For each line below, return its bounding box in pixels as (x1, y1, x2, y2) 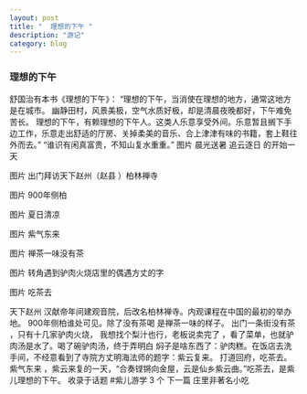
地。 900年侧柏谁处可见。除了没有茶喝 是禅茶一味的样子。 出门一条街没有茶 (9, 317, 296, 328)
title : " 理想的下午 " (9, 22, 93, 31)
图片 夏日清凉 (9, 208, 60, 219)
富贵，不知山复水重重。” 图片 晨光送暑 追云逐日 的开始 (86, 139, 288, 150)
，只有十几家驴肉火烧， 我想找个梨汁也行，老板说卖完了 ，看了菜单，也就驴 (9, 328, 294, 339)
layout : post (9, 13, 59, 23)
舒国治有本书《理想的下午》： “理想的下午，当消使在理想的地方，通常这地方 (9, 93, 292, 104)
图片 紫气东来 (9, 228, 60, 239)
